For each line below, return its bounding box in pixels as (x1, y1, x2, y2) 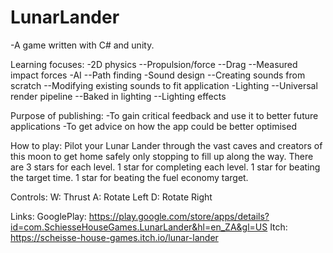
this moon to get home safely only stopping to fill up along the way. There (10, 150, 314, 162)
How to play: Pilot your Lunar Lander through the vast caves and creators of (10, 139, 323, 151)
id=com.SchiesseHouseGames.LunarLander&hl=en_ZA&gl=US (10, 221, 268, 233)
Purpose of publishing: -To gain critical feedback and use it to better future (10, 109, 319, 121)
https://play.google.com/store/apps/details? (88, 210, 270, 222)
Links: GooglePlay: (10, 210, 87, 222)
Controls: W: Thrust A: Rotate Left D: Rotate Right (10, 191, 213, 203)
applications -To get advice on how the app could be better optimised (10, 120, 297, 132)
